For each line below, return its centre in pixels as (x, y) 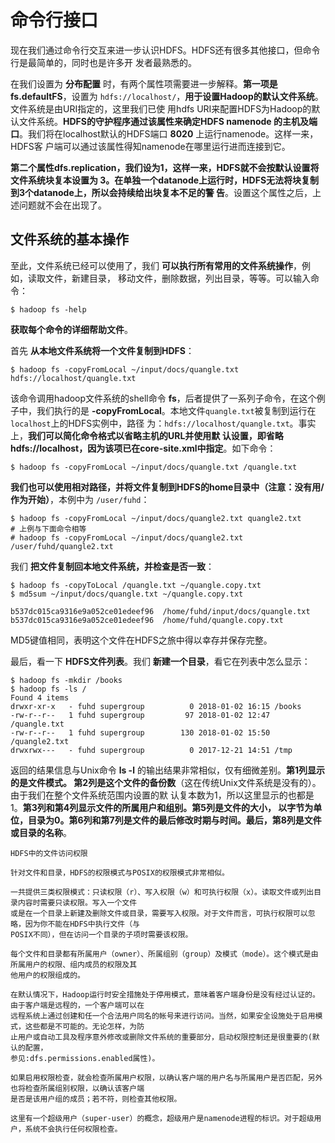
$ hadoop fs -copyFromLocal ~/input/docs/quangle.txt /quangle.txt (154, 467)
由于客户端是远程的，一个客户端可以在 (77, 1005)
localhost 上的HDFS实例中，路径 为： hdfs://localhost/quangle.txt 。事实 (163, 423)
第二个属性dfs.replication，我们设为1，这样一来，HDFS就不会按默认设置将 (165, 167)
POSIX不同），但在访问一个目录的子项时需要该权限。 (101, 934)
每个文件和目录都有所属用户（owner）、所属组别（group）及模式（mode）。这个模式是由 (164, 954)
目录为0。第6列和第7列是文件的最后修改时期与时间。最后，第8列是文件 (174, 820)
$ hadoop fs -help (48, 309)
